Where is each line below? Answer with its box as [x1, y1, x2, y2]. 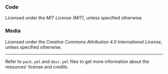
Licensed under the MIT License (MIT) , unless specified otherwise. [5, 15, 143, 21]
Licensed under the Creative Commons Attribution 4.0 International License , [5, 38, 162, 44]
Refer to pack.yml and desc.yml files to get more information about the [5, 58, 149, 64]
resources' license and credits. [5, 63, 69, 69]
